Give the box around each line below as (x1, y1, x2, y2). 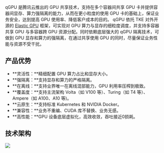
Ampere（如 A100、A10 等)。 (12, 95, 71, 101)
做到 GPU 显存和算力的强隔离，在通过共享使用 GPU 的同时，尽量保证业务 (5, 35, 154, 41)
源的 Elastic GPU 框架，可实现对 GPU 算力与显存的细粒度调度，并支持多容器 (5, 23, 160, 28)
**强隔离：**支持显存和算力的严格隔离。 (12, 76, 95, 82)
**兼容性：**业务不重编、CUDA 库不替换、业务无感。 (12, 107, 121, 113)
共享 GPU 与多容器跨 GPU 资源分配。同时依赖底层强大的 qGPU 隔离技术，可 (5, 29, 159, 34)
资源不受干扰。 (13, 41, 44, 47)
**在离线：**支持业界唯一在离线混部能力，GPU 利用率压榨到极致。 (12, 83, 148, 89)
